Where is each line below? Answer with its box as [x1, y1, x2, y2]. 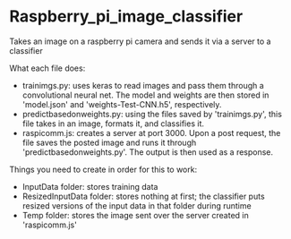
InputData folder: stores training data [21, 181, 158, 192]
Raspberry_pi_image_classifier [9, 6, 244, 27]
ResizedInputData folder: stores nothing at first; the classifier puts [21, 191, 266, 201]
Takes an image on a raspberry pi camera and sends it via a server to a [9, 36, 271, 47]
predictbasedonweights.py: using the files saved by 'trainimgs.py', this [21, 108, 282, 119]
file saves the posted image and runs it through [21, 137, 197, 148]
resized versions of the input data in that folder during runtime [21, 200, 252, 211]
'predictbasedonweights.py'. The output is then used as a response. [21, 146, 274, 158]
